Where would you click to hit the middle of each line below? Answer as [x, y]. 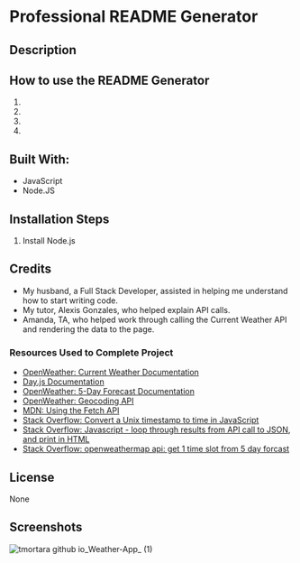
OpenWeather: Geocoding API [78, 401]
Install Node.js [49, 241]
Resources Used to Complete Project [91, 352]
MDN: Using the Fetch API [71, 411]
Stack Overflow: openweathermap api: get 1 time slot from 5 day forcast [156, 449]
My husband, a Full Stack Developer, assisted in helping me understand [155, 291]
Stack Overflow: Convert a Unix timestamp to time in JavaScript [141, 420]
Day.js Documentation [64, 382]
